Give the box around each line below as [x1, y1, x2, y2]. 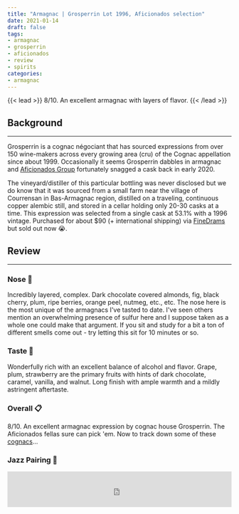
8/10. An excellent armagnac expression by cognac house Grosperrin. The [7, 421, 225, 431]
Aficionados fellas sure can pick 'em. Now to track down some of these [7, 429, 217, 438]
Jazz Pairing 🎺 [7, 455, 58, 465]
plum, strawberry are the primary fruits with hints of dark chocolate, [7, 369, 206, 378]
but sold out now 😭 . [7, 224, 68, 233]
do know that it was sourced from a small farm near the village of [7, 187, 198, 195]
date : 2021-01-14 [7, 17, 59, 24]
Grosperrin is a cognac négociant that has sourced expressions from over [7, 142, 224, 151]
